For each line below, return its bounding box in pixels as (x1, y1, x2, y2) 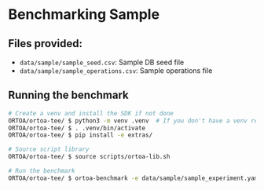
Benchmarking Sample (8, 5, 159, 24)
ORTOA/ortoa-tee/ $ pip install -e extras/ (8, 131, 153, 139)
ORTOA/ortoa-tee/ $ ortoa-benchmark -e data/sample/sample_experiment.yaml (8, 174, 262, 182)
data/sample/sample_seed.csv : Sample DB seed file (19, 57, 185, 67)
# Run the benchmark (8, 167, 76, 175)
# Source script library (8, 145, 90, 154)
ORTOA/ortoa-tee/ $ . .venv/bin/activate (8, 124, 146, 132)
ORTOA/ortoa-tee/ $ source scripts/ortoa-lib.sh (8, 153, 170, 161)
